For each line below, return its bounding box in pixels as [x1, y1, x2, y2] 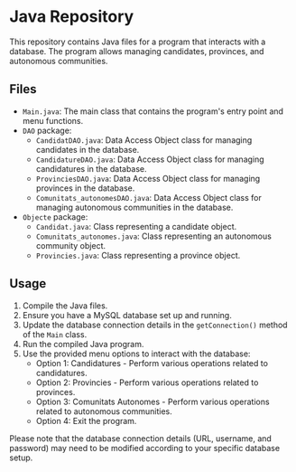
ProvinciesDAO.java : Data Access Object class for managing [35, 173, 261, 184]
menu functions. [22, 115, 84, 126]
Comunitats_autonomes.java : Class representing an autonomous [35, 231, 273, 241]
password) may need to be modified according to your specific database [9, 442, 281, 453]
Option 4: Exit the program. [35, 415, 137, 426]
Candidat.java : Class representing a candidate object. [35, 221, 237, 231]
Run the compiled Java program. [22, 338, 144, 349]
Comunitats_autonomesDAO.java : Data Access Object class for [35, 192, 262, 203]
